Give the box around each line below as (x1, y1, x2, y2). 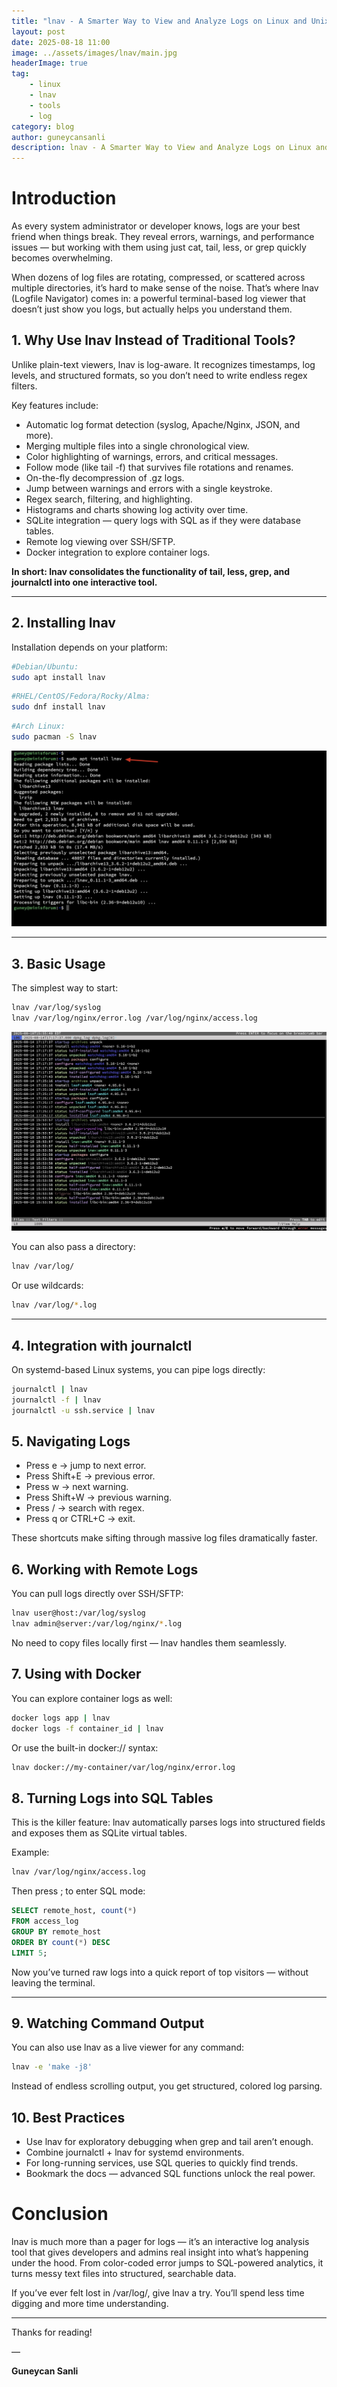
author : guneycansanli (11, 132, 106, 142)
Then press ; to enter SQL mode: (11, 1885, 146, 1897)
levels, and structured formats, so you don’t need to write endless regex (11, 369, 308, 381)
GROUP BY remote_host (11, 1926, 102, 1937)
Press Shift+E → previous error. (25, 1470, 156, 1482)
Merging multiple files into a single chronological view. (25, 440, 250, 452)
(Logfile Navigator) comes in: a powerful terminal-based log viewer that (11, 293, 306, 305)
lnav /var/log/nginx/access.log (11, 1867, 146, 1877)
